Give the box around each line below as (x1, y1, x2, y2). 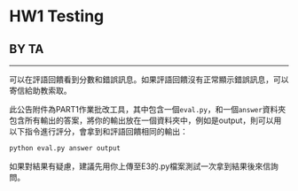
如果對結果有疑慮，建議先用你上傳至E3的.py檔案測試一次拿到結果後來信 (9, 161, 271, 172)
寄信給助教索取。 (9, 86, 72, 95)
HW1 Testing (9, 6, 105, 27)
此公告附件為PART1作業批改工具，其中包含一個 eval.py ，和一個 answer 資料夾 (9, 104, 286, 114)
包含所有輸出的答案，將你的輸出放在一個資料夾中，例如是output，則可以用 (9, 115, 282, 126)
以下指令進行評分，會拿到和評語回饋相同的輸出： (9, 126, 188, 136)
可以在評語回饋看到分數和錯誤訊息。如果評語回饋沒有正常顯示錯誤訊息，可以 (9, 74, 289, 85)
